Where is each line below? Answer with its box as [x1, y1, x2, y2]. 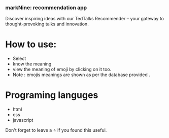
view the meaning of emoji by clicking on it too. [12, 66, 112, 73]
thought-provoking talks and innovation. [5, 21, 89, 27]
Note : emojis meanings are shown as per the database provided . [12, 72, 151, 78]
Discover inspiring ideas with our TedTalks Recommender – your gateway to [5, 16, 164, 22]
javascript [12, 117, 33, 123]
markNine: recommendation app [5, 4, 87, 11]
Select [12, 55, 26, 62]
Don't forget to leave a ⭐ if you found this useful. [5, 127, 107, 133]
